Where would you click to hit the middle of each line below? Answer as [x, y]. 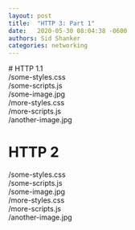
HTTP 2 [34, 152]
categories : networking [48, 46]
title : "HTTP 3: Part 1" [51, 23]
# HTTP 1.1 [26, 68]
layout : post [30, 16]
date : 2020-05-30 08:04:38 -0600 [68, 31]
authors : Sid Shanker [45, 38]
